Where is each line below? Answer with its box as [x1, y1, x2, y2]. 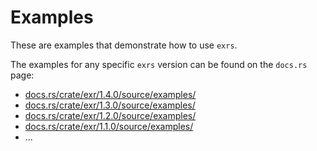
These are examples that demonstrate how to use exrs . [10, 39, 238, 51]
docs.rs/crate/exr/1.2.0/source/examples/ [24, 109, 197, 121]
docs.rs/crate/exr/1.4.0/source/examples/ [24, 88, 197, 100]
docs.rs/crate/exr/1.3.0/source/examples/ [24, 99, 196, 111]
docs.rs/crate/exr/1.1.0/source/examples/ [24, 120, 194, 132]
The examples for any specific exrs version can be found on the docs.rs [10, 58, 308, 70]
